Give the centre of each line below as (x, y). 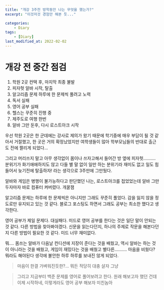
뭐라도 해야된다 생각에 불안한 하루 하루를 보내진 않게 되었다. (62, 255)
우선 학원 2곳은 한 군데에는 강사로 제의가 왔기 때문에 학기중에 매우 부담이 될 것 (79, 135)
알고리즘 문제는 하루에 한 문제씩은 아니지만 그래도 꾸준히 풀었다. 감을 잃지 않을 (80, 197)
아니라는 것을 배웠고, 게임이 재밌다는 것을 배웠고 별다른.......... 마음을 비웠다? (83, 249)
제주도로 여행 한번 (29, 119)
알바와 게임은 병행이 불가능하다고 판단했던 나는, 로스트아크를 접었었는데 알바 (78, 181)
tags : (11, 32)
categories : (17, 23)
